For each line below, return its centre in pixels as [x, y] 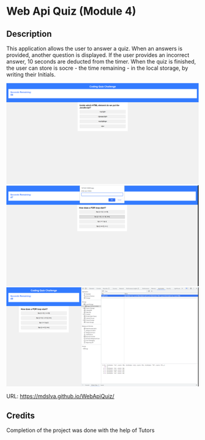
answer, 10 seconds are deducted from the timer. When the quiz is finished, [101, 62]
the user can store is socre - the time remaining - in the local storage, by [97, 68]
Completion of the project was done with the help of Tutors [81, 430]
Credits [21, 415]
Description [29, 34]
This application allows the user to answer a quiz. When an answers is [95, 48]
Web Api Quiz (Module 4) [71, 11]
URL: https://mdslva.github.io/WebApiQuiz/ [60, 397]
